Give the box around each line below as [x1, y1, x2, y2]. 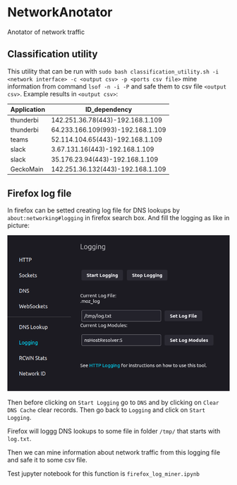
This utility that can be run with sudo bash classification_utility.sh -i [7, 67, 219, 75]
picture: [7, 221, 30, 230]
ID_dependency [85, 105, 133, 114]
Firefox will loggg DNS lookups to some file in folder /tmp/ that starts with [7, 427, 221, 435]
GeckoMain [10, 164, 44, 173]
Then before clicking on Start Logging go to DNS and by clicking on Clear [7, 398, 219, 407]
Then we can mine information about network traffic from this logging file [7, 448, 221, 457]
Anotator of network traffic [7, 28, 85, 36]
